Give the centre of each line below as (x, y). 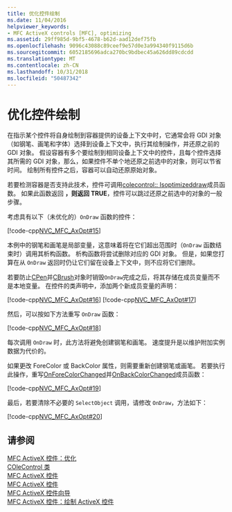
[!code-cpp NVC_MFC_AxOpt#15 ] (54, 231)
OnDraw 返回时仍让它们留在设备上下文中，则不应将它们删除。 (113, 263)
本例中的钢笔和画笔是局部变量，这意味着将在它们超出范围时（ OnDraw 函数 (111, 245)
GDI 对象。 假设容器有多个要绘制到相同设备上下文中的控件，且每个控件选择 (114, 153)
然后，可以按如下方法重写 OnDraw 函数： (64, 314)
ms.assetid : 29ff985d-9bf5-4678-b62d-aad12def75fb (82, 40)
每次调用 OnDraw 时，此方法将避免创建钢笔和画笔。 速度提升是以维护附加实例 (116, 342)
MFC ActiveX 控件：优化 (42, 459)
